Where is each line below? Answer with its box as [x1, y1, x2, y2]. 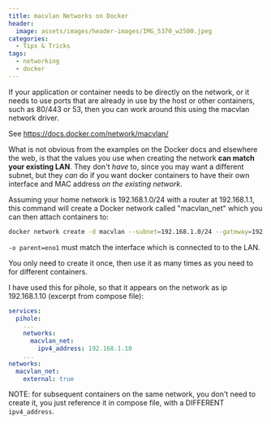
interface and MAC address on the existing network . [8, 179, 183, 188]
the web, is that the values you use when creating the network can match [8, 153, 255, 162]
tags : [8, 50, 27, 58]
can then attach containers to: [8, 212, 110, 222]
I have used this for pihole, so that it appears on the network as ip [8, 282, 228, 292]
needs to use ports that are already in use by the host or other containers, [8, 95, 256, 106]
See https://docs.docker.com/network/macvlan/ [8, 128, 169, 138]
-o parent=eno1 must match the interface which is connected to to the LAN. [8, 242, 260, 252]
